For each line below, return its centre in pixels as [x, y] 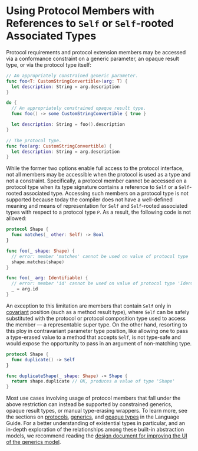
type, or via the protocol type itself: [49, 65]
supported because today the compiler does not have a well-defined [89, 200]
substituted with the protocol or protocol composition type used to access [96, 318]
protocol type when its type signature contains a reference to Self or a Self [98, 187]
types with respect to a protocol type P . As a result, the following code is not [99, 212]
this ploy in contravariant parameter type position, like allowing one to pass [97, 331]
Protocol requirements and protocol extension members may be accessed [96, 52]
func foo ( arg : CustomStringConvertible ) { [59, 146]
